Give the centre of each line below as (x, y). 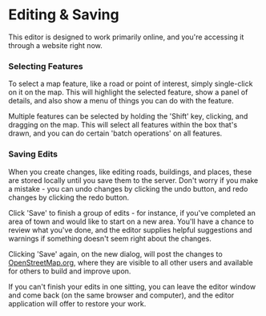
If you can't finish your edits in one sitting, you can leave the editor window (132, 286)
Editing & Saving (64, 15)
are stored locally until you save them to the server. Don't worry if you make (133, 180)
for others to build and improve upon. (70, 271)
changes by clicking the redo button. (69, 197)
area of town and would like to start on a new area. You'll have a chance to (131, 221)
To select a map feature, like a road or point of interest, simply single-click (131, 84)
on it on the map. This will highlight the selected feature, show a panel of (128, 92)
